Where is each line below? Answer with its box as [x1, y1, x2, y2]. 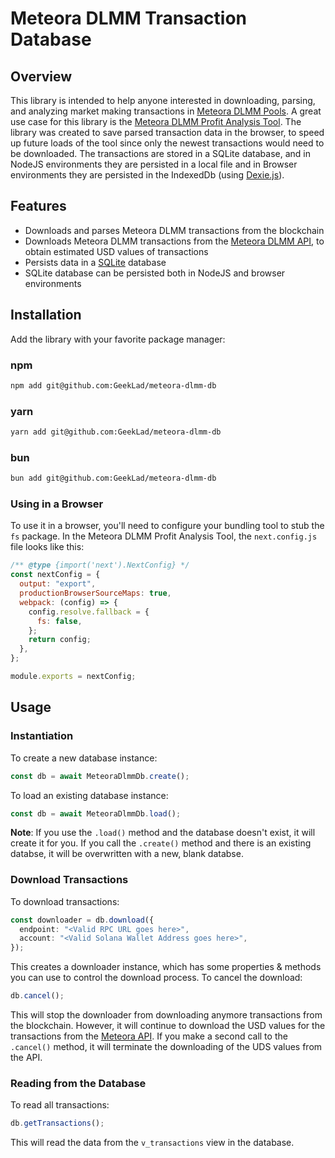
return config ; [28, 635, 92, 645]
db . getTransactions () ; [10, 1118, 105, 1129]
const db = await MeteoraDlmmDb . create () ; [10, 771, 190, 781]
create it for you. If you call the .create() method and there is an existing [10, 837, 312, 849]
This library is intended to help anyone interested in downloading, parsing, [10, 95, 316, 106]
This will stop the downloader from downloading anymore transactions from [10, 1009, 323, 1021]
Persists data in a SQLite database [24, 256, 167, 268]
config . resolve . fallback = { [28, 607, 150, 617]
